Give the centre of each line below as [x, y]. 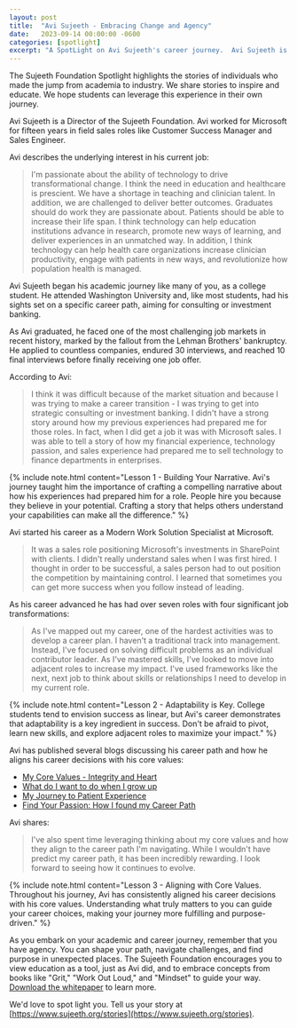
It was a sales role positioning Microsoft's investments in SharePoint [155, 550]
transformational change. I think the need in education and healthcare [158, 184]
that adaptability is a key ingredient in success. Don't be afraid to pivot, [139, 724]
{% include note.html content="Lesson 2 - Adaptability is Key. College [137, 705]
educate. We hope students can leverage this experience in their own [136, 95]
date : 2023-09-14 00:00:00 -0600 [75, 34]
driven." [23, 923]
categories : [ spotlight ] [55, 42]
